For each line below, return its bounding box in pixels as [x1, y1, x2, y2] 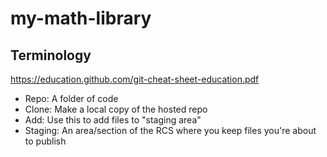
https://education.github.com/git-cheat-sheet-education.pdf [10, 73, 260, 85]
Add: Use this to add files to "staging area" [24, 114, 202, 126]
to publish [24, 135, 67, 147]
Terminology [10, 47, 92, 64]
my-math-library [10, 7, 152, 30]
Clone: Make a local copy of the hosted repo [24, 103, 208, 115]
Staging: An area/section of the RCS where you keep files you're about [24, 125, 317, 136]
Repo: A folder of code [24, 93, 119, 104]
